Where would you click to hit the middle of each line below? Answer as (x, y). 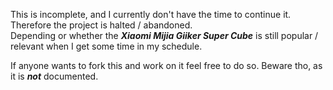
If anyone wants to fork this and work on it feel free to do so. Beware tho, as (166, 65)
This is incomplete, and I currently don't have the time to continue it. (151, 14)
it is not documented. (54, 76)
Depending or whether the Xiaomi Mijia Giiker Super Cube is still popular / (164, 35)
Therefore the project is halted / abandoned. (101, 25)
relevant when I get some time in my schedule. (106, 46)
